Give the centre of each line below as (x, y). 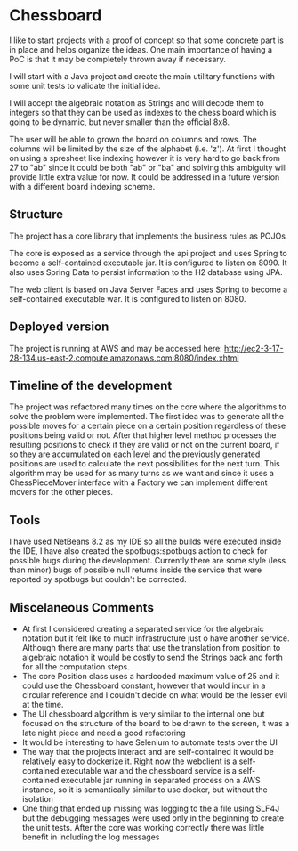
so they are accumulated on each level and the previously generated (135, 454)
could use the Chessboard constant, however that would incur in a (144, 685)
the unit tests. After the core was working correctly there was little (143, 827)
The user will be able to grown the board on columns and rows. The (133, 139)
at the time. (43, 705)
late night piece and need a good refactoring (104, 733)
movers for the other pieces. (61, 492)
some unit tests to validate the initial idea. (85, 85)
